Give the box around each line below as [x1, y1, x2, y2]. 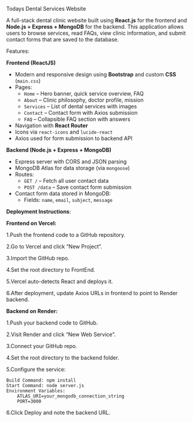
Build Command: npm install [6, 378, 77, 384]
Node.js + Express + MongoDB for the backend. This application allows [6, 23, 184, 30]
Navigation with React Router [14, 122, 88, 129]
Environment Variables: [6, 388, 66, 394]
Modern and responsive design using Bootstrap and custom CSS [14, 71, 177, 78]
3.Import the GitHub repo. [6, 255, 70, 261]
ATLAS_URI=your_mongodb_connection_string [17, 393, 125, 399]
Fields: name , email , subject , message [23, 197, 113, 203]
